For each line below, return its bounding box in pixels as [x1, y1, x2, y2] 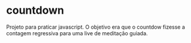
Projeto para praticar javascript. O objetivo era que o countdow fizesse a [6, 23, 186, 30]
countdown [6, 4, 65, 17]
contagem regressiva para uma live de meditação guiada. [6, 29, 148, 36]
